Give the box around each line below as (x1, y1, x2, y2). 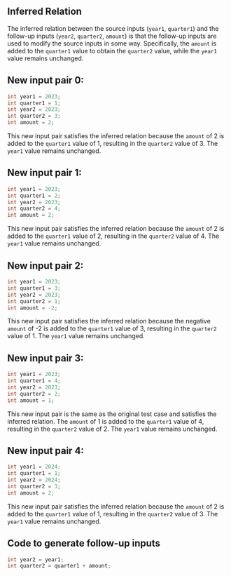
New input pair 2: (7, 260, 84, 272)
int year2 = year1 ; (7, 556, 64, 563)
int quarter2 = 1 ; (7, 297, 61, 304)
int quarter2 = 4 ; (7, 205, 61, 213)
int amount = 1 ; (7, 396, 55, 404)
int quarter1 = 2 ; (7, 192, 61, 199)
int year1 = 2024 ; (7, 463, 61, 471)
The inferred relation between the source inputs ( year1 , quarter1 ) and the (7, 24, 219, 32)
